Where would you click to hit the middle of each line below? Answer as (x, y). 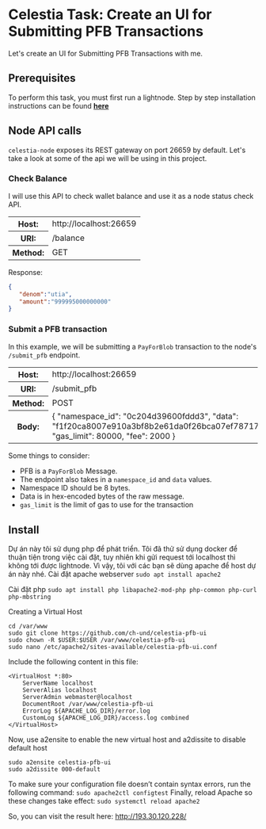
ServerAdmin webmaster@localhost (78, 697)
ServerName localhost (58, 683)
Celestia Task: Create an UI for (110, 15)
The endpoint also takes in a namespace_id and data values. (116, 479)
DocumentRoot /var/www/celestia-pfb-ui (88, 704)
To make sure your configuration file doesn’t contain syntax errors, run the (129, 784)
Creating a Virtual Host (46, 611)
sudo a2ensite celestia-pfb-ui (60, 762)
